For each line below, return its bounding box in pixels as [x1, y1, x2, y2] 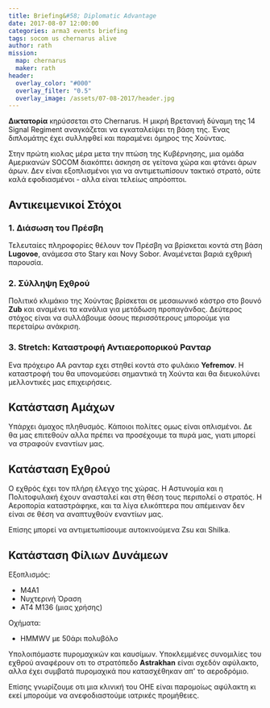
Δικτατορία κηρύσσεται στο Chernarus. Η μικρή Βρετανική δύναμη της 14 [8, 116, 255, 126]
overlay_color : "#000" [15, 79, 92, 87]
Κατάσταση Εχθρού [8, 462, 111, 476]
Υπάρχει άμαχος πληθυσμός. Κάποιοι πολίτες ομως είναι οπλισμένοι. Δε [8, 422, 252, 432]
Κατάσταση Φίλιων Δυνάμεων [8, 549, 168, 562]
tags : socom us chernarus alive [8, 34, 117, 43]
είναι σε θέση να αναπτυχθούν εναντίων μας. [8, 509, 164, 520]
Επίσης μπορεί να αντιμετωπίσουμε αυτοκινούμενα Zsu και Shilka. [8, 525, 231, 535]
